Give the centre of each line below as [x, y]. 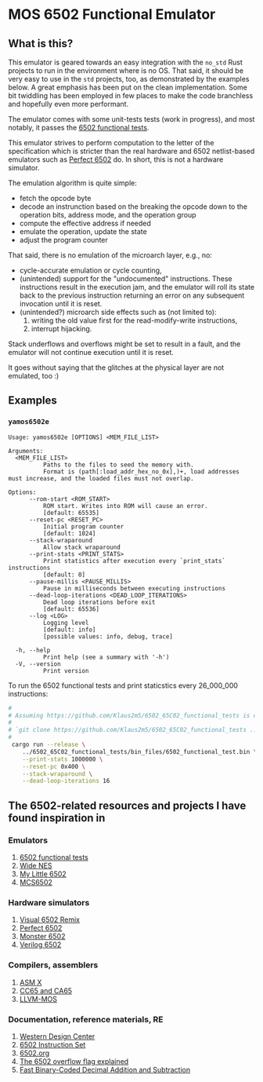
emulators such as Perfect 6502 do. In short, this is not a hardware [116, 159]
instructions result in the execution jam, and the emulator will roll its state [137, 287]
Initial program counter [83, 526]
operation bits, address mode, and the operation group [108, 215]
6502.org [34, 1053]
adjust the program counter [63, 240]
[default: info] [69, 630]
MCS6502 [36, 882]
